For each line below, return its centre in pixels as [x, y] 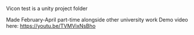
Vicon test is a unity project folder [47, 8]
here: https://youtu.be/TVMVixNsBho [51, 26]
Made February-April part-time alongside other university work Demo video [97, 20]
